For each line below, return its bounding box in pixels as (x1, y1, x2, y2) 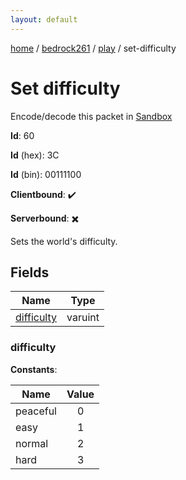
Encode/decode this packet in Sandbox (10, 110, 173, 122)
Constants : (10, 363, 58, 375)
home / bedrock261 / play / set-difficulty (10, 42, 177, 54)
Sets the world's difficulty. (10, 235, 118, 247)
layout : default (10, 14, 78, 25)
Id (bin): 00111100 (10, 168, 82, 180)
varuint (66, 311, 100, 325)
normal (15, 436, 49, 450)
